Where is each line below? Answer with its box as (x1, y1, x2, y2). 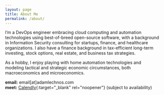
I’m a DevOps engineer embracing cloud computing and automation (5, 30, 142, 36)
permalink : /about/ (5, 16, 45, 21)
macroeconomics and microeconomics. (5, 70, 85, 76)
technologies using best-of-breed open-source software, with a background (5, 35, 159, 40)
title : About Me (5, 12, 38, 17)
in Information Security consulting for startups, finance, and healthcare (5, 40, 148, 46)
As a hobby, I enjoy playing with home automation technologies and (5, 59, 141, 66)
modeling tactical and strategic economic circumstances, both (5, 65, 131, 71)
